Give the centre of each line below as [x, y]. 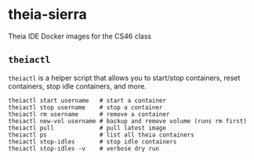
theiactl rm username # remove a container [89, 114]
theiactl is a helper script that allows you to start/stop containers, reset [124, 78]
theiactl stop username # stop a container [85, 107]
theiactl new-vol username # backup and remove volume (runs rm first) [127, 121]
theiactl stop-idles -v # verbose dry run [83, 148]
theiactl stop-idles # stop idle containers [93, 142]
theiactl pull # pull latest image [87, 128]
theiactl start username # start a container [87, 100]
